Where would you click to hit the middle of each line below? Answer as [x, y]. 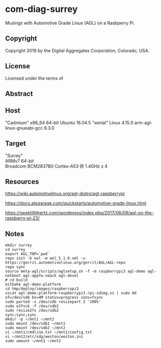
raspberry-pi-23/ [22, 218]
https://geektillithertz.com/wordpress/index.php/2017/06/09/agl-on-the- [80, 213]
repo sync [15, 267]
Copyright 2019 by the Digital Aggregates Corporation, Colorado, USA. [77, 50]
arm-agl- [143, 122]
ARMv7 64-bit [19, 161]
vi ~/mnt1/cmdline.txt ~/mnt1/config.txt [49, 332]
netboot [13, 276]
